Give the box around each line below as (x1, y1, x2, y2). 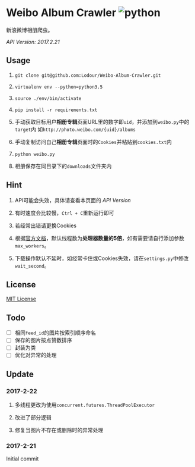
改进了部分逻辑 (14, 414, 52, 421)
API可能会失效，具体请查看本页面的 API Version (14, 196, 132, 203)
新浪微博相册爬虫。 (6, 26, 53, 33)
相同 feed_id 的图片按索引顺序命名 (14, 329, 96, 336)
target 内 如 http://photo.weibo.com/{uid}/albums (14, 126, 136, 133)
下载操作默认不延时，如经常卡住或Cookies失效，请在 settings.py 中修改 (14, 255, 189, 262)
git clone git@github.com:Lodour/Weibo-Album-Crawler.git (14, 72, 161, 79)
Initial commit (6, 455, 39, 462)
